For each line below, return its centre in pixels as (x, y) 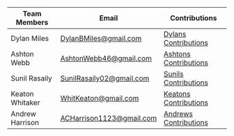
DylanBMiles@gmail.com (101, 39)
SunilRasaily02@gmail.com (105, 78)
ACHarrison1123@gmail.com (109, 118)
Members (32, 22)
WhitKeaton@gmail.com (100, 98)
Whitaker (25, 102)
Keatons (177, 94)
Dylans (175, 34)
